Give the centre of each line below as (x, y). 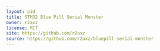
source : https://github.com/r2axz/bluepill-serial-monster (80, 39)
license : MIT (22, 28)
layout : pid (21, 11)
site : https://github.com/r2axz (46, 33)
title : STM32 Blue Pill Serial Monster (55, 17)
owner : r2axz (22, 22)
